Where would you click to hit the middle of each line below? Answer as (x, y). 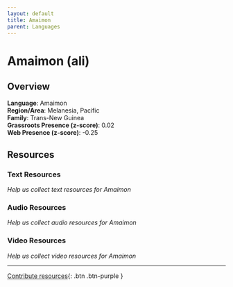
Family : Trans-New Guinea (46, 118)
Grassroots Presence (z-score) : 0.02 (61, 125)
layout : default (31, 14)
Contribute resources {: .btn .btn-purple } (65, 276)
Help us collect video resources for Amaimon (72, 256)
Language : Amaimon (37, 103)
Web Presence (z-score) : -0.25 (53, 133)
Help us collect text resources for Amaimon (69, 190)
